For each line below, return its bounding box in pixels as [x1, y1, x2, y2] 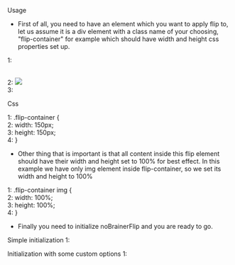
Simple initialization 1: [7, 236, 70, 244]
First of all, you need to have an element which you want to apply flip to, [17, 20, 229, 28]
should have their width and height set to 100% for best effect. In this [17, 157, 220, 165]
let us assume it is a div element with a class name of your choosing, [17, 28, 219, 35]
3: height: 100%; [7, 201, 55, 209]
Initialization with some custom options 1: [7, 249, 128, 258]
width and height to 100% [17, 172, 93, 180]
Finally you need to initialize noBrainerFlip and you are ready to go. [17, 222, 213, 230]
